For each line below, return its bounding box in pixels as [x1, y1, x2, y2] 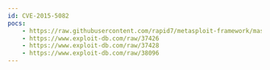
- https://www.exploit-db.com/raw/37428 [22, 42, 160, 50]
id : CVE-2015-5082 [7, 11, 69, 20]
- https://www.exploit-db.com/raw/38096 [22, 49, 160, 57]
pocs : [7, 19, 26, 27]
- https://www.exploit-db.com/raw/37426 [22, 34, 160, 43]
